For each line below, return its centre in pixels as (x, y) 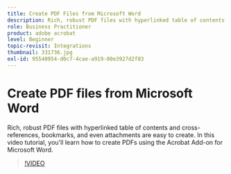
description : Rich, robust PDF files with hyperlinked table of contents (116, 20)
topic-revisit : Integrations (49, 46)
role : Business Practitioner (49, 26)
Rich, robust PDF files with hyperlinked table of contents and (94, 127)
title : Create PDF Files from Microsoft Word (74, 14)
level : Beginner (31, 40)
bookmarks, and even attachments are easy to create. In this (128, 135)
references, (24, 135)
